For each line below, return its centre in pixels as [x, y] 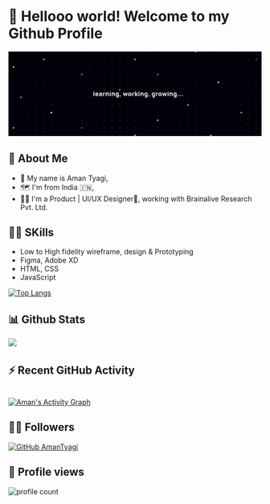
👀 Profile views [46, 472]
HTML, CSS [39, 269]
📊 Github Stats [47, 319]
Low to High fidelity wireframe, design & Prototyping [107, 252]
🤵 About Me [38, 159]
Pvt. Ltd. [34, 207]
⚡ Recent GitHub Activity [72, 370]
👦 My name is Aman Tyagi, [64, 178]
